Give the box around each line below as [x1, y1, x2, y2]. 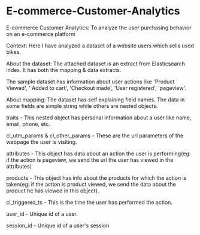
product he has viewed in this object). [6, 187, 99, 194]
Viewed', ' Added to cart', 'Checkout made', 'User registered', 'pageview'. [6, 84, 187, 91]
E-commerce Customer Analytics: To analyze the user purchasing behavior [6, 24, 192, 31]
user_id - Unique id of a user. [6, 210, 78, 217]
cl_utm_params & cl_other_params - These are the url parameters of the [6, 132, 184, 139]
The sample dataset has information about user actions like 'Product [6, 78, 175, 85]
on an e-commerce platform [6, 30, 76, 37]
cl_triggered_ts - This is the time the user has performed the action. [6, 198, 172, 206]
